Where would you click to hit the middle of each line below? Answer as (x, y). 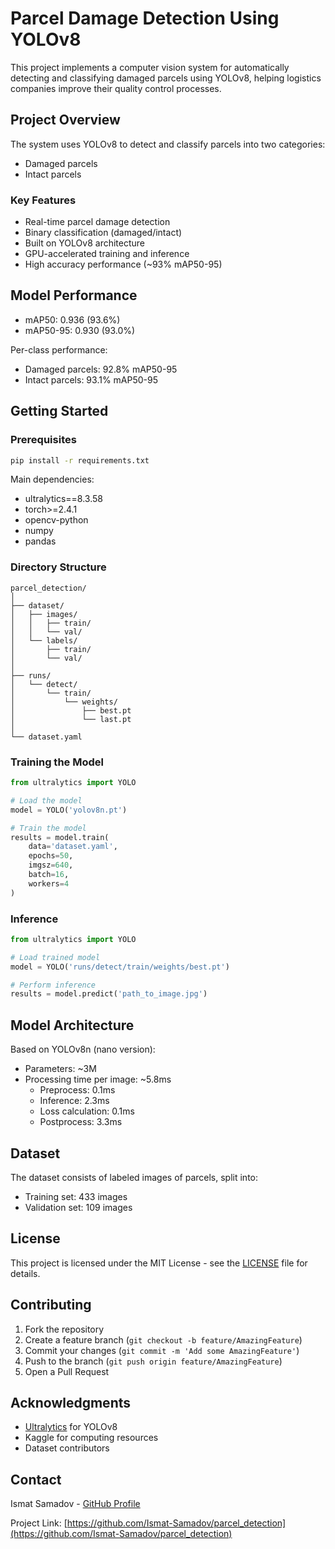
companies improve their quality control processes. (116, 88)
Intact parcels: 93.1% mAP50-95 (91, 379)
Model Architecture (72, 1025)
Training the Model (57, 762)
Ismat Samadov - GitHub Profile (75, 1504)
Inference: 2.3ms (74, 1101)
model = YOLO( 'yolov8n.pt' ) (69, 810)
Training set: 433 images (76, 1196)
